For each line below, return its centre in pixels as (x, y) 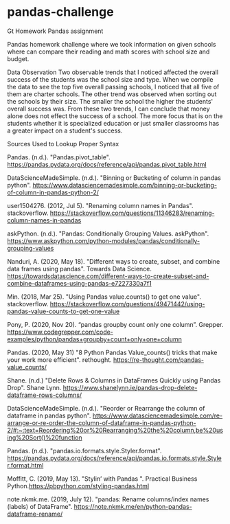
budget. (18, 58)
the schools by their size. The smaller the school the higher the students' (110, 101)
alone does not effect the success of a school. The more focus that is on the (115, 116)
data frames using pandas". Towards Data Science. (80, 269)
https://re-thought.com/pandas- (159, 360)
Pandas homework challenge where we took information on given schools (112, 44)
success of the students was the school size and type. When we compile (110, 79)
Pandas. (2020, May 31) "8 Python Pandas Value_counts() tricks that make (112, 352)
